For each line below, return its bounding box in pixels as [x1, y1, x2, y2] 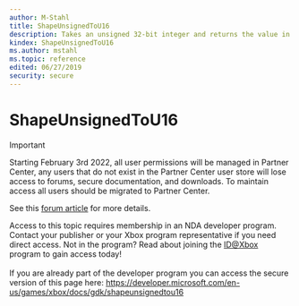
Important [9, 140, 46, 150]
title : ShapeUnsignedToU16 [9, 21, 110, 30]
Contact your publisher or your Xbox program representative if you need [9, 229, 277, 240]
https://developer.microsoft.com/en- [106, 276, 240, 287]
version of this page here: [9, 276, 105, 287]
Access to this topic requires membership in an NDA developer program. [9, 220, 278, 231]
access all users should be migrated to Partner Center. [9, 185, 210, 196]
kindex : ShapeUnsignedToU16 [9, 38, 115, 47]
